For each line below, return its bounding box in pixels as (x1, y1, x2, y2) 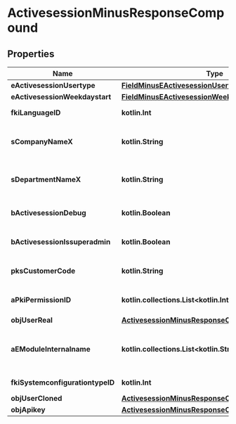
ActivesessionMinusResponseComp (7, 5, 225, 21)
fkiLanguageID (11, 108, 61, 117)
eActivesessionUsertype (11, 81, 96, 90)
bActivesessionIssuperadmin (11, 237, 111, 247)
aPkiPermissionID (11, 295, 72, 304)
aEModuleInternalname (11, 345, 91, 354)
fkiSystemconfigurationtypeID (11, 378, 115, 387)
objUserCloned (11, 394, 63, 403)
